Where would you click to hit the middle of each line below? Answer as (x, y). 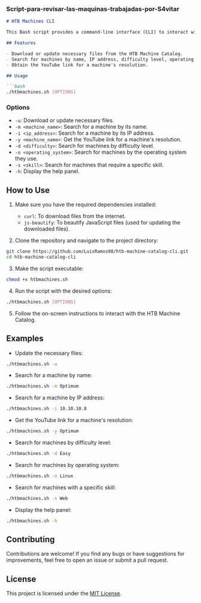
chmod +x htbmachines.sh (37, 280)
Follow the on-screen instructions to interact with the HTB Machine (98, 313)
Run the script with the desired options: (63, 291)
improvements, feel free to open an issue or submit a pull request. (87, 560)
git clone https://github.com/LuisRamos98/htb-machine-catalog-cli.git (97, 251)
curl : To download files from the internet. (75, 216)
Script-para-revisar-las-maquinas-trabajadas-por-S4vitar (93, 9)
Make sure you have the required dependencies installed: (86, 205)
